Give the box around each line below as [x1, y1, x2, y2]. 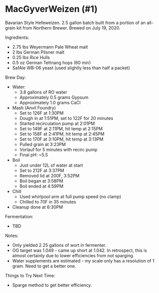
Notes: [5, 233, 19, 238]
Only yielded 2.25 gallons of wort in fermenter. [12, 242, 106, 248]
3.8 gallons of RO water [19, 89, 67, 95]
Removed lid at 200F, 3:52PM [19, 173, 79, 178]
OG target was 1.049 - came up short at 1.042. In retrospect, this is [12, 247, 147, 253]
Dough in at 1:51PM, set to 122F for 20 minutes [19, 115, 114, 121]
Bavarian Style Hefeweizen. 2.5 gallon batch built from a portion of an [5, 20, 146, 26]
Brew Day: [5, 74, 26, 80]
